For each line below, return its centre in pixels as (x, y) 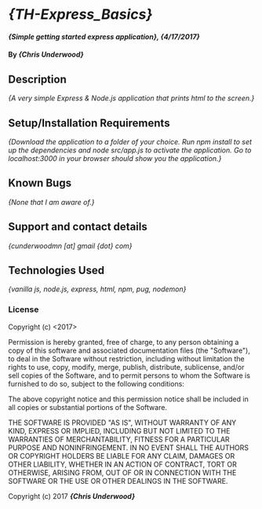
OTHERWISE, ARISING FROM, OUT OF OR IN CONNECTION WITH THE (122, 472)
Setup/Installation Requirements (89, 123)
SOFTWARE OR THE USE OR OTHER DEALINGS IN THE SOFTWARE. (118, 481)
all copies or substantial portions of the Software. (87, 407)
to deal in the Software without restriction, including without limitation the (126, 358)
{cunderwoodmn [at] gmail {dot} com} (70, 246)
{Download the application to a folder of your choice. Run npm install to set (130, 142)
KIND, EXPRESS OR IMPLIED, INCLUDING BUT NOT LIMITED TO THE (119, 430)
